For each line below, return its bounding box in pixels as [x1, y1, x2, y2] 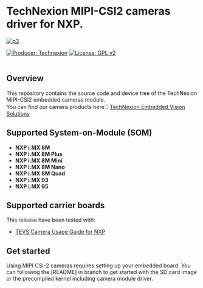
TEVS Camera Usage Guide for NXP [15, 228, 105, 236]
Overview [6, 73, 44, 83]
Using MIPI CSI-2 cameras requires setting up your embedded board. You [6, 262, 191, 269]
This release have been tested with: [6, 216, 95, 223]
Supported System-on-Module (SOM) [6, 128, 153, 138]
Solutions [6, 110, 30, 117]
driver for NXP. [6, 17, 84, 31]
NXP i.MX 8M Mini [15, 156, 63, 164]
